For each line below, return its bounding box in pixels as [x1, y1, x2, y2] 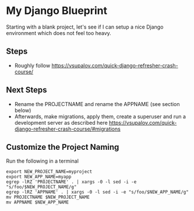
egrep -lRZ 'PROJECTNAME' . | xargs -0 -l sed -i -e [6, 179, 137, 185]
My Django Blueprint [6, 4, 108, 17]
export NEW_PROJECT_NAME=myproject [6, 169, 93, 175]
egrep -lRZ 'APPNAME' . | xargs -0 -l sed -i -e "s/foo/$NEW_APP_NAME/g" [6, 189, 189, 195]
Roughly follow [14, 62, 51, 69]
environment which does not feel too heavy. [6, 29, 112, 36]
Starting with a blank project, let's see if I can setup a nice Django [6, 23, 164, 30]
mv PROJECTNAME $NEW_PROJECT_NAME [6, 194, 90, 201]
